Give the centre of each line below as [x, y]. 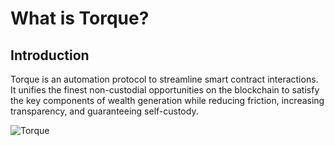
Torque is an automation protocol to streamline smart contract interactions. [164, 79]
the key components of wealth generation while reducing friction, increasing [167, 100]
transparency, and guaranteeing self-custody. [104, 111]
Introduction [50, 55]
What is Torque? [80, 18]
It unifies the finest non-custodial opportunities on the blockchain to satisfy [165, 90]
